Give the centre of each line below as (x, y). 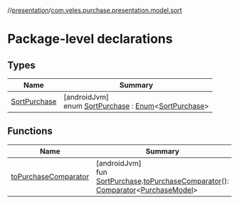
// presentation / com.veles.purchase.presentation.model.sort (95, 10)
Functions (30, 131)
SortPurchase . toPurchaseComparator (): (163, 181)
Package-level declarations (90, 39)
